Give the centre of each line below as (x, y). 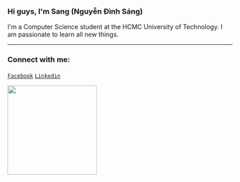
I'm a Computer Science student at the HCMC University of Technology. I (115, 27)
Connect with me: (39, 60)
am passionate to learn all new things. (63, 34)
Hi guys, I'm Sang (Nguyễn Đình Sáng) (75, 11)
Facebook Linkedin (34, 76)
